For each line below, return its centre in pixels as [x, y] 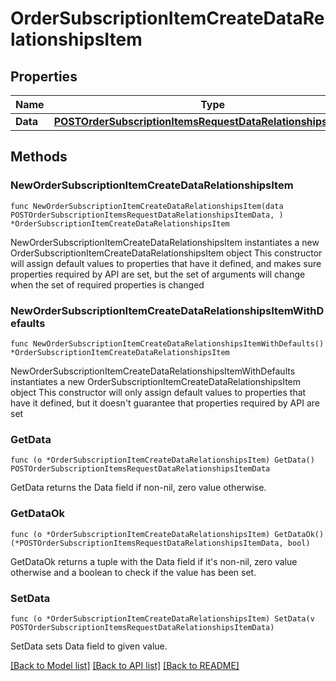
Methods [39, 157]
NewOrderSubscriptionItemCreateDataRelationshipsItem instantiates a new [165, 242]
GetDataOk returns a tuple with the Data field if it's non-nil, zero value [154, 561]
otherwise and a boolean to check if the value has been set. [133, 572]
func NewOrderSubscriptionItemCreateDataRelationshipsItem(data [147, 206]
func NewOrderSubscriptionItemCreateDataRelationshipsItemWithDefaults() [167, 343]
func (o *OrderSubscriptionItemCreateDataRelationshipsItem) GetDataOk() [167, 534]
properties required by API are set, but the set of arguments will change [158, 274]
